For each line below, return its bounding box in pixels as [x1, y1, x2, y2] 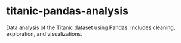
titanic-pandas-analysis [6, 4, 129, 18]
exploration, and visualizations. [6, 30, 82, 37]
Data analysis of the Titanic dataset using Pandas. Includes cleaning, [6, 24, 176, 31]
